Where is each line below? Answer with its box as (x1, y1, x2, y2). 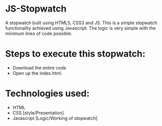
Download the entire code (12, 65, 66, 71)
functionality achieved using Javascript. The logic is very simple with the (5, 25, 156, 31)
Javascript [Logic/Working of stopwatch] (12, 115, 98, 121)
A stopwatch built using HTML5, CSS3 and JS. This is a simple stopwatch (5, 20, 157, 26)
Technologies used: (5, 88, 90, 99)
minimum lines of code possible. (5, 30, 72, 36)
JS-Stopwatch (5, 3, 67, 15)
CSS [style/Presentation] (12, 109, 64, 116)
